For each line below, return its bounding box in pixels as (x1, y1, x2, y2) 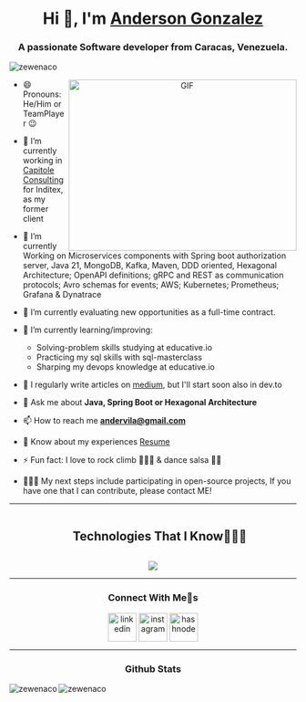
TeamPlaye (22, 109, 65, 120)
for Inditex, (22, 184, 64, 195)
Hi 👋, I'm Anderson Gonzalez (42, 8, 264, 29)
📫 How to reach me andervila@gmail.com (22, 415, 187, 426)
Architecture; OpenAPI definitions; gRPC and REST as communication (22, 269, 284, 281)
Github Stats (124, 662, 182, 675)
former (22, 204, 49, 215)
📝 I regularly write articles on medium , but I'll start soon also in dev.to (22, 379, 282, 391)
